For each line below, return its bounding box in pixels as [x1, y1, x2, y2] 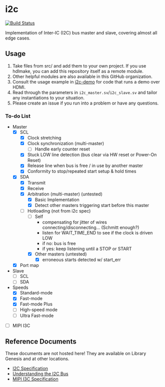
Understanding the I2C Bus [12, 371, 68, 377]
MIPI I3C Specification [12, 376, 58, 382]
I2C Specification [12, 365, 48, 371]
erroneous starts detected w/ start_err [42, 256, 121, 263]
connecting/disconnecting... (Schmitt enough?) [42, 224, 139, 230]
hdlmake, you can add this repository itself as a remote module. [12, 68, 144, 74]
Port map [19, 262, 39, 268]
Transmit [27, 179, 46, 185]
